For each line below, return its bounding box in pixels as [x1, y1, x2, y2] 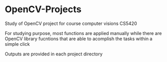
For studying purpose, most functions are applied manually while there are [5, 30, 162, 36]
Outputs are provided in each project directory [5, 51, 103, 57]
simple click [5, 41, 30, 47]
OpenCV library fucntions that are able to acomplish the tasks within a [5, 36, 153, 42]
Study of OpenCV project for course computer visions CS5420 [5, 20, 137, 26]
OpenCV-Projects [5, 4, 81, 15]
